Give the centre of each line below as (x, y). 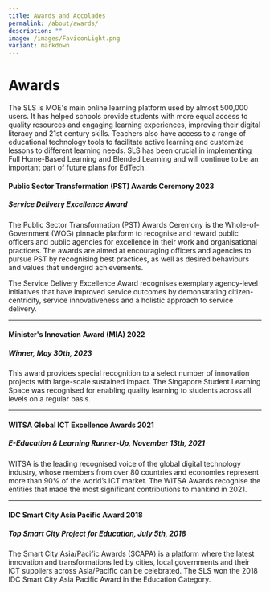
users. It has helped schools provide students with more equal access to (128, 117)
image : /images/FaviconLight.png (64, 38)
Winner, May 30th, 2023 (50, 353)
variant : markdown (39, 46)
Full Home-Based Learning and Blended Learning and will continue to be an (133, 159)
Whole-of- (242, 224)
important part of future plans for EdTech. (78, 168)
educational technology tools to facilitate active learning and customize (126, 142)
